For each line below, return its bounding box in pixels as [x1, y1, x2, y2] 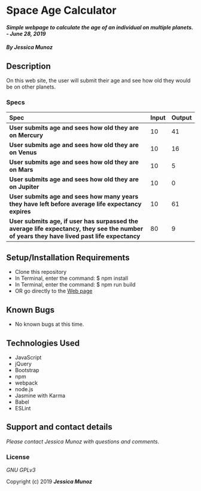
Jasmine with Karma [14, 392, 66, 399]
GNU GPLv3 [6, 466, 36, 474]
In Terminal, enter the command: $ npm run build [14, 281, 136, 288]
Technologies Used [6, 338, 80, 348]
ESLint [14, 404, 31, 411]
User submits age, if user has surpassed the [9, 217, 139, 225]
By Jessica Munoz [6, 44, 53, 51]
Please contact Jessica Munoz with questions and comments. [6, 438, 160, 445]
